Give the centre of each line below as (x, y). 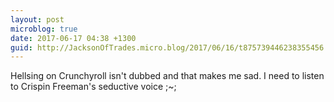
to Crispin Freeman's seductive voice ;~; (93, 87)
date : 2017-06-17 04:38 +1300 (73, 38)
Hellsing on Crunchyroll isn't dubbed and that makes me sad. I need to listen (167, 76)
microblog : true (44, 29)
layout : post (37, 19)
